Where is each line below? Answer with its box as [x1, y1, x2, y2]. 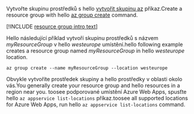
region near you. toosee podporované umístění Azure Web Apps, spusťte [6, 88, 187, 95]
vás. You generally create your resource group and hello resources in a [6, 82, 180, 89]
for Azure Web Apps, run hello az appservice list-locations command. [6, 101, 186, 108]
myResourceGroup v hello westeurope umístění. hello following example [6, 41, 183, 48]
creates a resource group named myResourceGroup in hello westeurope [6, 47, 185, 54]
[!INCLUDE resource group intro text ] [6, 23, 98, 30]
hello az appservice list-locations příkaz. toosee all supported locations [6, 95, 188, 101]
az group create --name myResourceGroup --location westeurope [6, 65, 168, 71]
